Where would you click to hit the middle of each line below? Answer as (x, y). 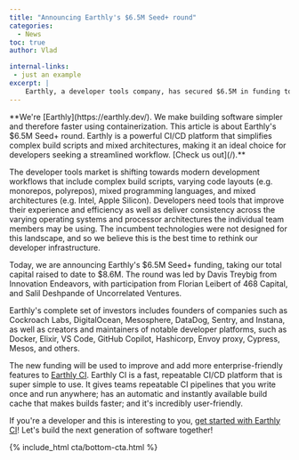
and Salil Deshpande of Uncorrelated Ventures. (96, 293)
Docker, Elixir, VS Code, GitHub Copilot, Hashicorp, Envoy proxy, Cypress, (145, 338)
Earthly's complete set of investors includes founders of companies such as (148, 310)
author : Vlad (33, 51)
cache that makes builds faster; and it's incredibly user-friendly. (126, 403)
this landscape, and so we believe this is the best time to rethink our (133, 238)
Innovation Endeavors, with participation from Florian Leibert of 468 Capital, (149, 283)
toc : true (28, 42)
